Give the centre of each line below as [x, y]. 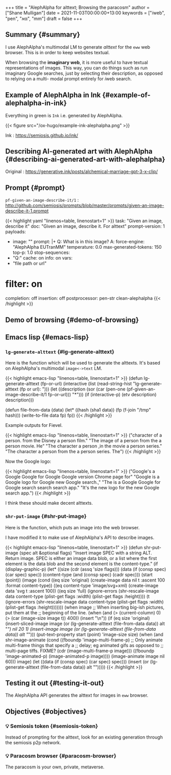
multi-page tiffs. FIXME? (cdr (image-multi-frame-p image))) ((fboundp [80, 651]
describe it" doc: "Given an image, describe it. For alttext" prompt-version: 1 [85, 226]
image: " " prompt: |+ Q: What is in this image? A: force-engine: [78, 242]
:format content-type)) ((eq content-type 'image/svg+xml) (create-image [82, 585]
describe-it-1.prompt [27, 211]
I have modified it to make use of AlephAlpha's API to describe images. [80, 537]
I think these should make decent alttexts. [49, 503]
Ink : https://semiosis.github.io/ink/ [42, 135]
